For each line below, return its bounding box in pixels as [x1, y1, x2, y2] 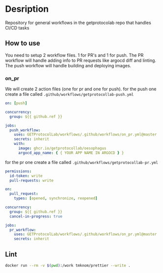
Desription [5, 3, 49, 15]
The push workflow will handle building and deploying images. [5, 62, 132, 68]
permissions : [5, 168, 32, 174]
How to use [5, 39, 40, 48]
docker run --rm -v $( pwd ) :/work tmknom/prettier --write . [5, 263, 131, 268]
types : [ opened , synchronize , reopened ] [14, 196, 98, 201]
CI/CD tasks [5, 25, 29, 30]
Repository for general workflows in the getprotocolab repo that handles [5, 20, 151, 26]
